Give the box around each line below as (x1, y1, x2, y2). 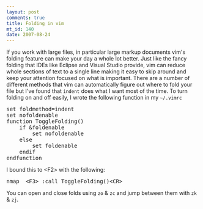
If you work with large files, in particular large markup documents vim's (6, 48, 186, 56)
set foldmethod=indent (6, 106, 75, 113)
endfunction (6, 155, 42, 162)
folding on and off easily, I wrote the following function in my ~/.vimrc (6, 94, 182, 101)
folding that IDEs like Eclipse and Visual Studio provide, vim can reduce (6, 62, 185, 69)
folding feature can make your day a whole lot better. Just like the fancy (6, 55, 187, 62)
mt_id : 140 (6, 26, 34, 32)
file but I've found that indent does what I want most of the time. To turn (6, 87, 188, 95)
